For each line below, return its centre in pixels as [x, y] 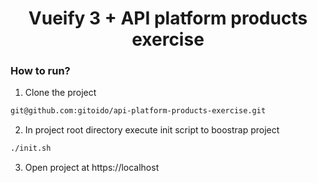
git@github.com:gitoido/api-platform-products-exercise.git [138, 111]
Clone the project [60, 93]
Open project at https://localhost [92, 168]
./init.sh [31, 148]
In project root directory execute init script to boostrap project [152, 130]
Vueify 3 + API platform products [168, 18]
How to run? [40, 71]
